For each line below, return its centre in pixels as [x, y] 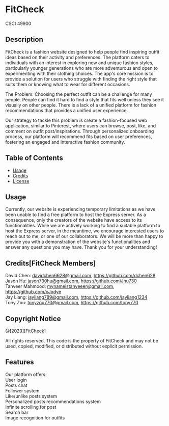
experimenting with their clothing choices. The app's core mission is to [79, 73]
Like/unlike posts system [31, 396]
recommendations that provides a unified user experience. [67, 110]
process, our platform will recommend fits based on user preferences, [79, 137]
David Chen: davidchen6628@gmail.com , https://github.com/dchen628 [80, 276]
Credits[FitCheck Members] [51, 263]
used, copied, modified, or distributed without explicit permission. [74, 346]
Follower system [22, 390]
